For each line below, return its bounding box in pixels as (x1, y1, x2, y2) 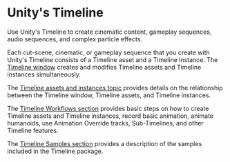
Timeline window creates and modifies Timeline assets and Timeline (7, 63, 202, 71)
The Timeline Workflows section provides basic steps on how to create (7, 104, 209, 112)
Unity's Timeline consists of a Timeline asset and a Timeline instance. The (7, 55, 218, 63)
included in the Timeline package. (7, 147, 104, 155)
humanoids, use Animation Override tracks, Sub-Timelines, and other (7, 119, 204, 127)
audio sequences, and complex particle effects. (7, 34, 143, 43)
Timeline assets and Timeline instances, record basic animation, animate (7, 112, 214, 120)
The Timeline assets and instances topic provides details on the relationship (7, 83, 223, 92)
